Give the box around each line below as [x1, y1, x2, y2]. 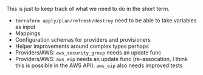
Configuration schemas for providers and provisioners [15, 36, 151, 43]
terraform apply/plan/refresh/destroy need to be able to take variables [15, 17, 197, 24]
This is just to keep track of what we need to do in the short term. [6, 5, 170, 12]
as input [15, 24, 36, 30]
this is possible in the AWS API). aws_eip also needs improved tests [15, 62, 183, 69]
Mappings [15, 30, 41, 37]
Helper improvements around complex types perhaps [15, 42, 149, 50]
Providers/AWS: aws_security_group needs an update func [15, 49, 162, 56]
